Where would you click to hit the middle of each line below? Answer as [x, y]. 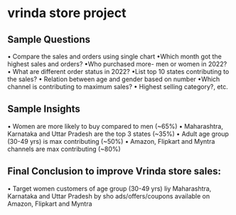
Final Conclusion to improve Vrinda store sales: [114, 171]
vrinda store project [67, 13]
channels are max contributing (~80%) [64, 149]
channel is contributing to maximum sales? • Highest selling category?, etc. [118, 86]
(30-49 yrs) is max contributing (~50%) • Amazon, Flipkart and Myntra [111, 141]
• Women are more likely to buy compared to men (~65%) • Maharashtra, [116, 126]
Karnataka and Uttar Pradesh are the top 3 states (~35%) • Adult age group [118, 134]
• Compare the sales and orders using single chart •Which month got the [114, 56]
